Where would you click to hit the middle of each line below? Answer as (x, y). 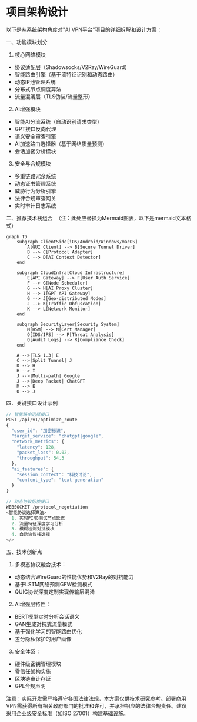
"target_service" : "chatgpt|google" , (58, 436)
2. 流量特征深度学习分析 (37, 523)
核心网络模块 (30, 54)
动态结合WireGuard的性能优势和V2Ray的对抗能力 (74, 577)
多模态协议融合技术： (40, 565)
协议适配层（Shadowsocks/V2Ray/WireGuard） (72, 67)
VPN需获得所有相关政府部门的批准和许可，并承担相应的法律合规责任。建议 (96, 706)
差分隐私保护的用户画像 (43, 639)
